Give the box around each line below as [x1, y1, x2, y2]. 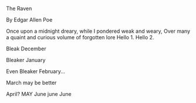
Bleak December [6, 45, 47, 52]
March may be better [6, 79, 57, 86]
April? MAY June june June [6, 91, 72, 97]
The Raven [6, 5, 32, 12]
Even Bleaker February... [6, 68, 66, 75]
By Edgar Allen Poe [6, 16, 53, 23]
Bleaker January [6, 57, 46, 63]
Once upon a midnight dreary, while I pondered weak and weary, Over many [6, 28, 191, 35]
